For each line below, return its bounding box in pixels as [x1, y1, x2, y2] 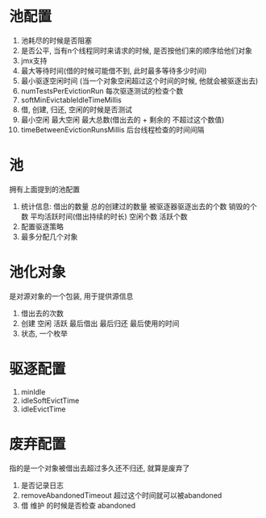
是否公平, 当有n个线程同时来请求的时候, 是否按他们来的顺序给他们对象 [20, 45, 253, 55]
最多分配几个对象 [20, 232, 78, 241]
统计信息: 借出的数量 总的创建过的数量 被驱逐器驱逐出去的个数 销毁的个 [20, 201, 257, 211]
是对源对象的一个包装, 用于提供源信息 [9, 291, 134, 301]
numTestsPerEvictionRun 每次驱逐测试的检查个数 [20, 86, 184, 95]
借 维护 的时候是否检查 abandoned [20, 500, 136, 510]
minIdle [20, 386, 46, 396]
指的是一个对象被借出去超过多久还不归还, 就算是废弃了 [9, 463, 190, 473]
